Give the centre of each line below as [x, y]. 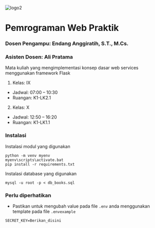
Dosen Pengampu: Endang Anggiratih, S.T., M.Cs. [67, 43]
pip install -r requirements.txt [40, 164]
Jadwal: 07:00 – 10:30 [35, 92]
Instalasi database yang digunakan [41, 173]
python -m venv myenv [28, 155]
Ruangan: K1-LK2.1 [31, 98]
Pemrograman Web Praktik [62, 28]
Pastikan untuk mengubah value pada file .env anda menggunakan [81, 206]
